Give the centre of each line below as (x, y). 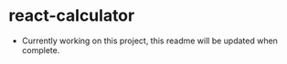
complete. (41, 50)
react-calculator (72, 16)
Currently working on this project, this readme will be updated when (149, 41)
